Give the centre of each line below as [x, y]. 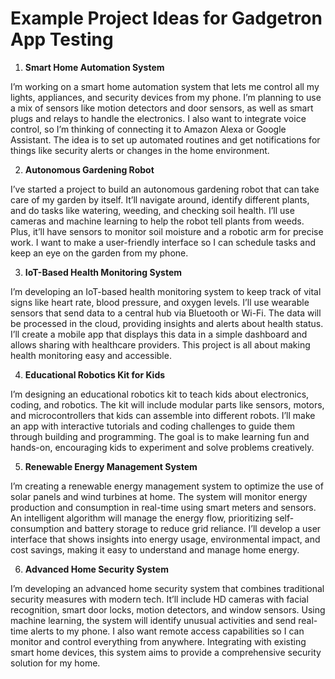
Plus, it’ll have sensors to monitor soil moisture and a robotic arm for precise [167, 231]
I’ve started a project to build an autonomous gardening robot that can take [165, 189]
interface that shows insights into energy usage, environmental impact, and [165, 539]
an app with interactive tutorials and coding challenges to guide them [152, 426]
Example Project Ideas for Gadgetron [166, 18]
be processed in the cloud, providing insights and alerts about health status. [167, 323]
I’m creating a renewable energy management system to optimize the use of [167, 486]
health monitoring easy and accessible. [91, 355]
